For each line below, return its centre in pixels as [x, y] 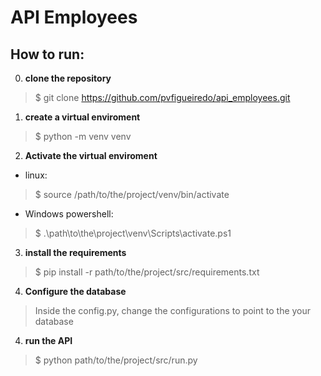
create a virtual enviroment [82, 117]
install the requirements [75, 252]
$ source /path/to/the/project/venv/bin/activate [132, 194]
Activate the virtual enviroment [91, 155]
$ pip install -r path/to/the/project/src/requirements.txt [147, 272]
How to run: [47, 54]
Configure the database [75, 291]
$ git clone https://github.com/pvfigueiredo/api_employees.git [162, 97]
